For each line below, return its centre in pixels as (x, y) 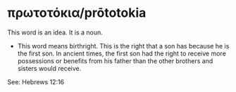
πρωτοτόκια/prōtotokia (77, 13)
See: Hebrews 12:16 (36, 81)
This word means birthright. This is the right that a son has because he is (123, 46)
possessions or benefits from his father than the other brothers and (115, 60)
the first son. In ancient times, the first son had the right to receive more (122, 53)
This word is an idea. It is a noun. (55, 32)
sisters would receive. (49, 68)
